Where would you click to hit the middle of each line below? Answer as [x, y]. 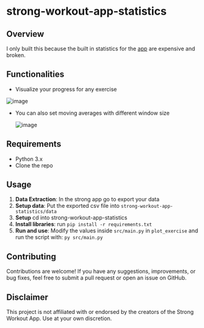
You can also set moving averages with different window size [93, 113]
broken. [16, 55]
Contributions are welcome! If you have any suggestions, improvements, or [101, 272]
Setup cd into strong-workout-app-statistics [71, 218]
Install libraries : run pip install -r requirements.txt [83, 224]
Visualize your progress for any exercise [66, 89]
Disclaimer [27, 297]
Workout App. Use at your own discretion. [59, 318]
